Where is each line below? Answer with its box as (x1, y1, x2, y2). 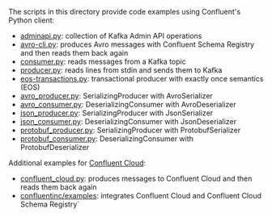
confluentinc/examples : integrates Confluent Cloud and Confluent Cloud (19, 191, 261, 200)
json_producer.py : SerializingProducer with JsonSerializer (19, 108, 214, 118)
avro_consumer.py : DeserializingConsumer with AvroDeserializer (19, 100, 236, 109)
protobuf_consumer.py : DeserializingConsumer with (19, 134, 194, 144)
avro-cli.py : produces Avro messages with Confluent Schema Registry (19, 40, 255, 49)
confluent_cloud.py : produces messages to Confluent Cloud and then (19, 173, 253, 183)
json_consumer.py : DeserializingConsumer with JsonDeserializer (19, 117, 237, 126)
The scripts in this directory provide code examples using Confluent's (8, 7, 241, 16)
